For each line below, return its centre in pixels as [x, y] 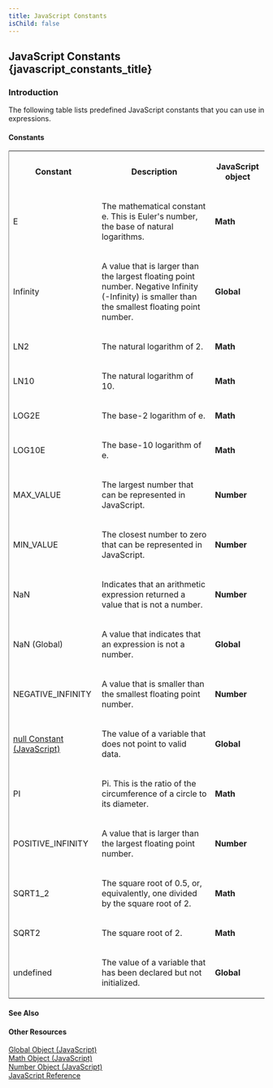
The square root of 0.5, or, [152, 883]
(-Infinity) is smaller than [149, 297]
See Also [24, 1012]
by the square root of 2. [146, 903]
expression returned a [143, 594]
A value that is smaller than [153, 684]
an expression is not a [143, 645]
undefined [33, 973]
